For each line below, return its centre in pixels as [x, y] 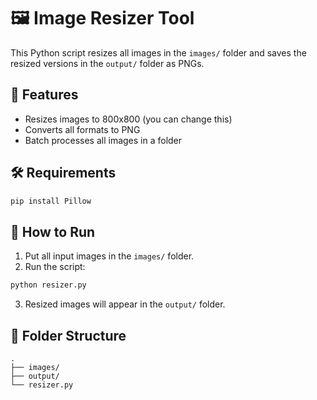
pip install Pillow [51, 201]
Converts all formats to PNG [82, 129]
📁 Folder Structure [68, 335]
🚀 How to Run [53, 231]
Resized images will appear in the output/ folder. [125, 304]
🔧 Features [44, 95]
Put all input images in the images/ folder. [109, 256]
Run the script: [55, 267]
